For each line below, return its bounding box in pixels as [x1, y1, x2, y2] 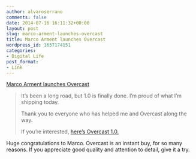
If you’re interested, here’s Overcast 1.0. [20, 128, 119, 135]
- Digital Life [6, 53, 44, 59]
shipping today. [20, 99, 59, 106]
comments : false [6, 14, 47, 20]
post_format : [6, 59, 39, 65]
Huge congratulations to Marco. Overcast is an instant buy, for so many [6, 140, 183, 147]
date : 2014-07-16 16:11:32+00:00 [6, 20, 90, 26]
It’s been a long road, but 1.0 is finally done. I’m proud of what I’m [20, 92, 182, 99]
